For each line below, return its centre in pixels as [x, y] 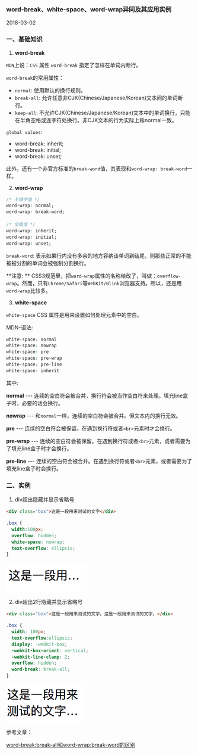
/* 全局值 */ [21, 225]
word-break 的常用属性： [35, 77]
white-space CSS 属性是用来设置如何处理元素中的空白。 [74, 314]
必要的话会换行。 [42, 403]
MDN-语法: [20, 327]
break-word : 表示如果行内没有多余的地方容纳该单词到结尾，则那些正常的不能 [99, 256]
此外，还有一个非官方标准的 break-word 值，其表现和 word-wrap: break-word [97, 169]
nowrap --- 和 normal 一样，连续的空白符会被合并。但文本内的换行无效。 [94, 416]
